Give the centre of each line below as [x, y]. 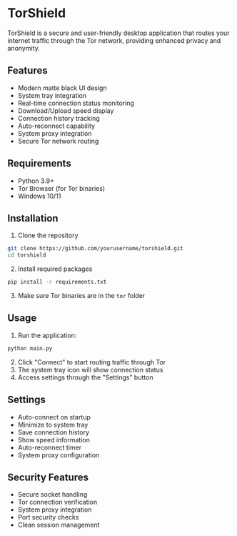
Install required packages [55, 269]
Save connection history [54, 432]
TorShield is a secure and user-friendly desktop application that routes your [118, 33]
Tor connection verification [57, 502]
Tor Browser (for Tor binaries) [61, 188]
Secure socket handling [52, 495]
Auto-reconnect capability [56, 126]
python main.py [30, 348]
